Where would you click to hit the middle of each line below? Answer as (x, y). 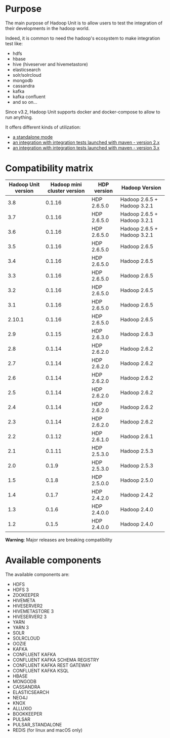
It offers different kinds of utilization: (43, 127)
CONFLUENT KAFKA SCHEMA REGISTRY (56, 660)
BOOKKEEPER (27, 714)
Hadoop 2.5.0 (137, 480)
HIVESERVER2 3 (30, 617)
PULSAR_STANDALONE (37, 724)
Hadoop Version (141, 188)
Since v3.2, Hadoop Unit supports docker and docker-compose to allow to (83, 112)
